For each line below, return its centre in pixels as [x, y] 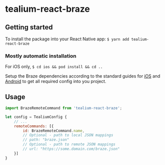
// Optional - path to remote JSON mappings [69, 144]
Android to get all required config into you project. [56, 82]
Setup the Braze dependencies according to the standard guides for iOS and [83, 76]
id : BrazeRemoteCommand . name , [54, 131]
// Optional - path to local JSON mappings [68, 135]
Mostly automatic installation [41, 56]
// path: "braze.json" [46, 140]
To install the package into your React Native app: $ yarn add [67, 39]
